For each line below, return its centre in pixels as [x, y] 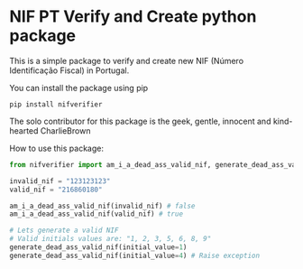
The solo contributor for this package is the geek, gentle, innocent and [140, 121]
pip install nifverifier [56, 104]
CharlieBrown [65, 130]
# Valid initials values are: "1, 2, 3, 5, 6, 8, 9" [110, 239]
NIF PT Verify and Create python [133, 17]
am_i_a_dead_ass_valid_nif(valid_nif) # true [96, 214]
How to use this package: [56, 148]
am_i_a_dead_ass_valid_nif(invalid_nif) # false [102, 206]
